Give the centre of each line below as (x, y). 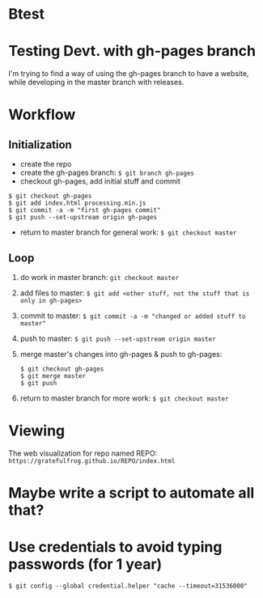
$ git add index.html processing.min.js (78, 203)
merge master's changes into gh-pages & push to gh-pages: (121, 354)
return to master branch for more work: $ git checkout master (124, 398)
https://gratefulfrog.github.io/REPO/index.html (92, 461)
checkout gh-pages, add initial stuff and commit (100, 181)
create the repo (46, 164)
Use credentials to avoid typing (115, 547)
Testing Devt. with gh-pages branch (132, 51)
